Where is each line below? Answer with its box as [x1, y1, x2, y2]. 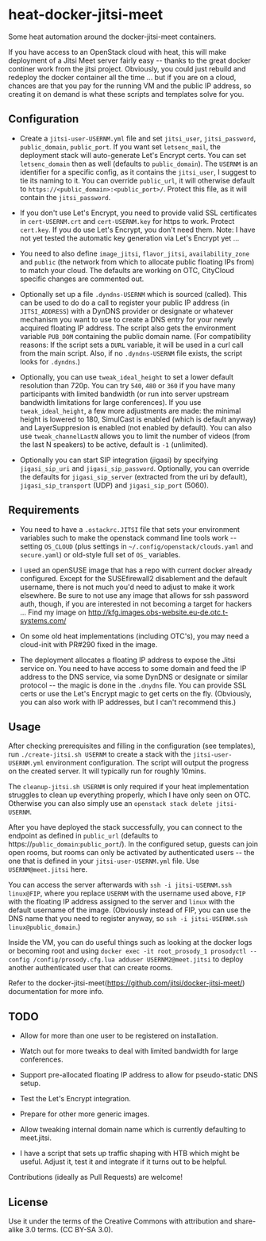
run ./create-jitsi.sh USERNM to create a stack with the [8, 750, 192, 759]
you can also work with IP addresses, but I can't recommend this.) [19, 697, 237, 707]
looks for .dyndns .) [19, 356, 81, 366]
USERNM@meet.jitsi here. [8, 865, 88, 874]
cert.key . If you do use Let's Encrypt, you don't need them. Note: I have [19, 225, 256, 234]
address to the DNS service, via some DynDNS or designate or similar [19, 672, 249, 681]
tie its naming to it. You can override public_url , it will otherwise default [19, 175, 256, 185]
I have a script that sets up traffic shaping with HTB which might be [19, 1149, 240, 1158]
